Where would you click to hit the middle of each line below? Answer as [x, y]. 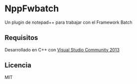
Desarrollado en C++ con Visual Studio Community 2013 [62, 49]
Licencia [18, 65]
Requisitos [21, 38]
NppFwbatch [32, 9]
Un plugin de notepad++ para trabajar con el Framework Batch [68, 22]
